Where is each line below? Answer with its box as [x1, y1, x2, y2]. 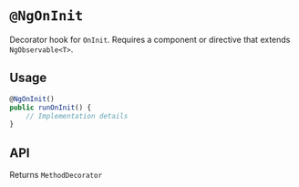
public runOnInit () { [9, 103, 92, 112]
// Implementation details [26, 111, 129, 120]
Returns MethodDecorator [9, 170, 103, 181]
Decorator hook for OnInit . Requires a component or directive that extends [9, 34, 291, 45]
